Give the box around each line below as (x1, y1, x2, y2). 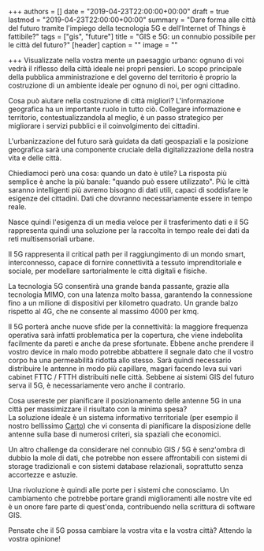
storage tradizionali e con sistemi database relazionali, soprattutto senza (8, 462, 244, 470)
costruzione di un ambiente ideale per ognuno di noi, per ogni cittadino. (8, 81, 240, 90)
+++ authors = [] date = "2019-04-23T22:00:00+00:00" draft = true (8, 7, 229, 16)
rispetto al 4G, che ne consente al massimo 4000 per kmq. (8, 307, 199, 316)
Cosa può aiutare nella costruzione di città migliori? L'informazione (8, 96, 225, 105)
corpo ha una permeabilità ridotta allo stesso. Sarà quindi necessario (8, 355, 232, 365)
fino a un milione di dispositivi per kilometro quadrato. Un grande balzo (8, 298, 239, 307)
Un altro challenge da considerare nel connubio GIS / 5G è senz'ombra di (8, 445, 246, 454)
